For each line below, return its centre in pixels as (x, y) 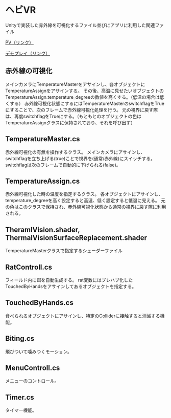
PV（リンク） (20, 42)
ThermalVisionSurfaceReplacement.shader (76, 238)
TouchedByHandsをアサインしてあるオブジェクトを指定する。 (71, 286)
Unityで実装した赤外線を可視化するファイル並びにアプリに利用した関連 (80, 25)
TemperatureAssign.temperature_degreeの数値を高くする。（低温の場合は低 (85, 97)
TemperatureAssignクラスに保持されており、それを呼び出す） (70, 122)
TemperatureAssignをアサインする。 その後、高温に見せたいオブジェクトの (85, 91)
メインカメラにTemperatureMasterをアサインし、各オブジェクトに (75, 84)
